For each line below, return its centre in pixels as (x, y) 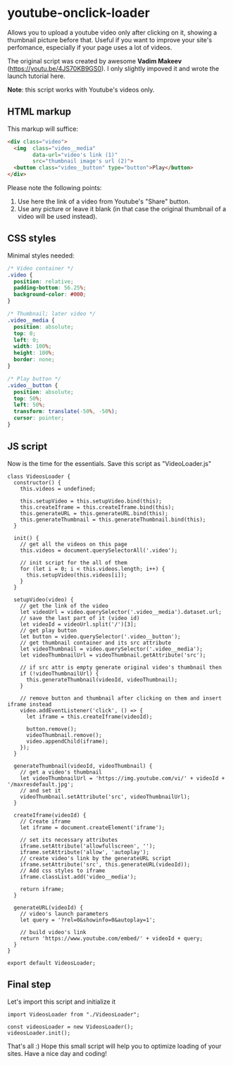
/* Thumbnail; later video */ (52, 314)
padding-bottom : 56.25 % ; (50, 288)
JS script (27, 447)
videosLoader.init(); (39, 1033)
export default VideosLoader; (52, 963)
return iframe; (42, 889)
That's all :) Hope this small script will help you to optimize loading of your (114, 1046)
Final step (29, 984)
